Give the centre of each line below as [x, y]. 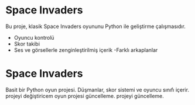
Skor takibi [27, 44]
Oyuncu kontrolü [34, 37]
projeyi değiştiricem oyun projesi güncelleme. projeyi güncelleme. [85, 96]
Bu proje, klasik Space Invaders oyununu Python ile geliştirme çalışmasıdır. [95, 26]
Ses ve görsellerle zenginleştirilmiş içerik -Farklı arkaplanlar [86, 50]
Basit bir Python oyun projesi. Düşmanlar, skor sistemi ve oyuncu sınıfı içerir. [97, 90]
